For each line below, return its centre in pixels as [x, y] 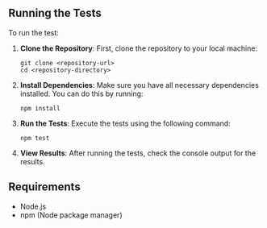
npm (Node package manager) [71, 215]
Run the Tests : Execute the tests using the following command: [125, 123]
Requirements [44, 187]
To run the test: [33, 32]
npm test [35, 138]
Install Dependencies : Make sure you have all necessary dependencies [140, 85]
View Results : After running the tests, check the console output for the [138, 153]
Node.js [33, 206]
